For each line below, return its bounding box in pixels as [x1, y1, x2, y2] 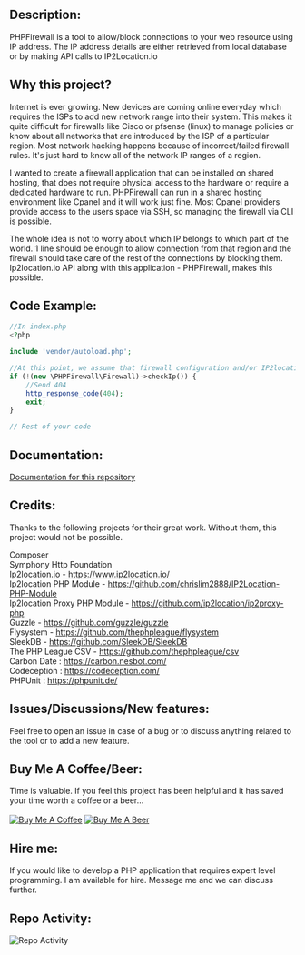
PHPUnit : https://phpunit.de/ [9, 675, 118, 686]
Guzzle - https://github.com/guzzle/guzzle [9, 617, 169, 628]
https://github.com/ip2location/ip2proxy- [131, 598, 284, 608]
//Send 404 [25, 380, 67, 389]
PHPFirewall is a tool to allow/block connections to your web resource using [9, 31, 293, 42]
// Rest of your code [9, 422, 92, 431]
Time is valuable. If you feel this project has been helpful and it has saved [9, 786, 284, 797]
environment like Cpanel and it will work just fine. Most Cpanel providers [9, 196, 280, 207]
